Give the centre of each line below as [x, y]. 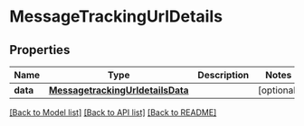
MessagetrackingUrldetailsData [119, 90]
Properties [40, 50]
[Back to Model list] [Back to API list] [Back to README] [113, 112]
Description [223, 75]
